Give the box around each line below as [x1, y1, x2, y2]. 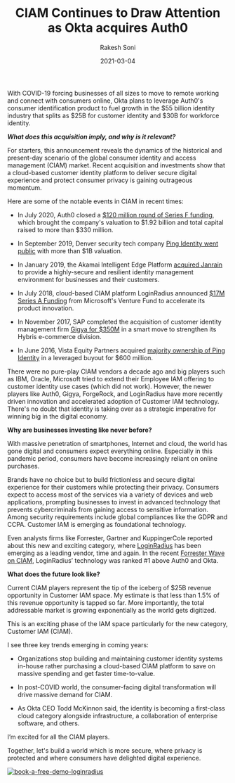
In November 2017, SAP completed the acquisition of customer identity [17, 317, 222, 326]
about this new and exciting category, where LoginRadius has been [7, 541, 201, 549]
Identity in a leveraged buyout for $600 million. [17, 353, 153, 362]
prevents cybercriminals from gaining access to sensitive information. [7, 505, 209, 514]
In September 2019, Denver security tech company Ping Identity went [17, 239, 219, 248]
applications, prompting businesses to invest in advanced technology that [7, 497, 221, 506]
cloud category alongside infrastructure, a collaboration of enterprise [17, 711, 218, 720]
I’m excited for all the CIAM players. [7, 732, 110, 741]
